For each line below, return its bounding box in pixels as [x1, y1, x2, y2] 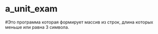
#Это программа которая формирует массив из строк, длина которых [5, 19, 154, 25]
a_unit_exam [5, 3, 58, 14]
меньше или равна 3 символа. [5, 24, 69, 30]
